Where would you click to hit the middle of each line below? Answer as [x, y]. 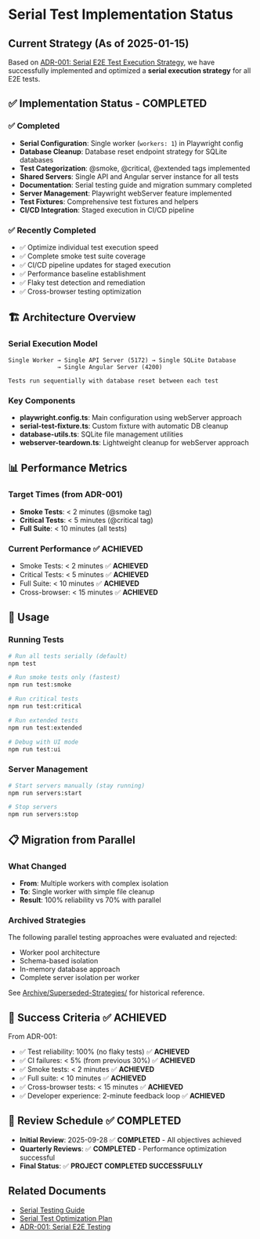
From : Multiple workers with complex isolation [94, 883]
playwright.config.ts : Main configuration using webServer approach [130, 417]
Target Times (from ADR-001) [65, 495]
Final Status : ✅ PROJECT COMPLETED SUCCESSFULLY [111, 1166]
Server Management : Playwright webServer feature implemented [126, 193]
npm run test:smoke [40, 685]
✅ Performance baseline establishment [83, 273]
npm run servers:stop [43, 814]
